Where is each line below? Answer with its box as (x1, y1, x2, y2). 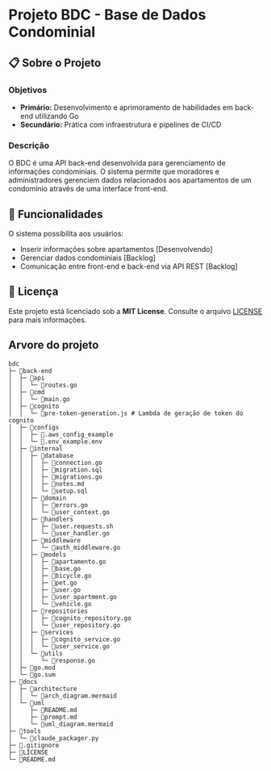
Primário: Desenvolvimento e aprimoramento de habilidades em (19, 103, 234, 112)
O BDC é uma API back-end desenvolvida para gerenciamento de (8, 158, 226, 168)
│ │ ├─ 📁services (8, 628, 74, 636)
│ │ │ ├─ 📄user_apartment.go (8, 593, 117, 601)
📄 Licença (8, 285, 59, 299)
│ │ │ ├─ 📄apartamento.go (8, 557, 106, 566)
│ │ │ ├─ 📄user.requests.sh (8, 522, 114, 530)
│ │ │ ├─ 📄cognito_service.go (8, 635, 121, 643)
